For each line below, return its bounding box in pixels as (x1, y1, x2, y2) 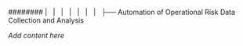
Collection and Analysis (8, 16, 85, 25)
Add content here (8, 31, 65, 40)
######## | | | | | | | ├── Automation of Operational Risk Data (8, 8, 236, 16)
